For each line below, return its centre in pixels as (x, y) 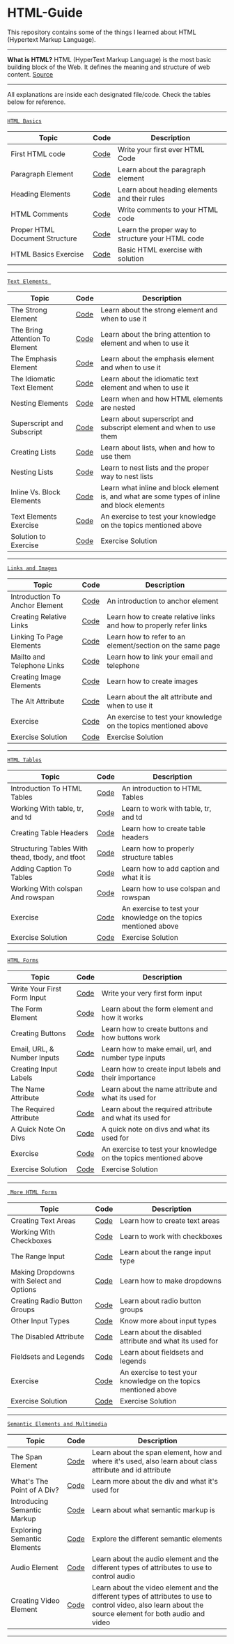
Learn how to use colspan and (171, 888)
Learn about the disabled (161, 1332)
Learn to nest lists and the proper (155, 467)
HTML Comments (39, 214)
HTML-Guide (45, 13)
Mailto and (28, 657)
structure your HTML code (161, 238)
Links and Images (32, 568)
